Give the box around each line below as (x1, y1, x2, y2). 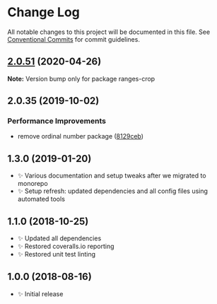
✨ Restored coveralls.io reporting (17, 242, 115, 251)
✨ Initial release (17, 289, 64, 298)
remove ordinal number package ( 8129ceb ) (17, 132, 143, 141)
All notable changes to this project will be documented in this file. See (7, 28, 211, 36)
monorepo (17, 180, 48, 188)
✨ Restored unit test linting (17, 250, 96, 259)
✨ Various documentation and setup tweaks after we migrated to (17, 171, 206, 180)
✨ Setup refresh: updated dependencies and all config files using (17, 187, 209, 195)
